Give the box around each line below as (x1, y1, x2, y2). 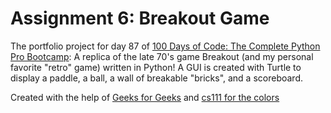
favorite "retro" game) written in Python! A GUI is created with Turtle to (10, 61, 302, 73)
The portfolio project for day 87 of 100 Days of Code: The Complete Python (10, 40, 321, 52)
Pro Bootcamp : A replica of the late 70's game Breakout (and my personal (10, 50, 314, 62)
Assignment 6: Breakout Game (10, 7, 270, 30)
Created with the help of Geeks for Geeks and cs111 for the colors (10, 91, 280, 103)
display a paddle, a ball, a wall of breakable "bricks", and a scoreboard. (10, 72, 304, 84)
